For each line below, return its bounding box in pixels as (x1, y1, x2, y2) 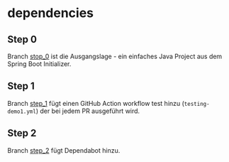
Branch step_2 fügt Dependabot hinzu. (7, 146, 121, 154)
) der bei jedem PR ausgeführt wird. (35, 107, 140, 115)
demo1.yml (7, 108, 37, 115)
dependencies (7, 5, 94, 21)
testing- (184, 100, 211, 107)
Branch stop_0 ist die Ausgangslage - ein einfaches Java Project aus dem (7, 52, 223, 60)
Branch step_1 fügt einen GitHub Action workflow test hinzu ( (7, 99, 184, 107)
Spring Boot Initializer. (7, 60, 72, 68)
